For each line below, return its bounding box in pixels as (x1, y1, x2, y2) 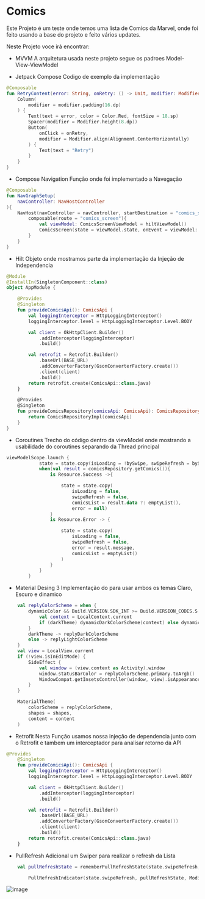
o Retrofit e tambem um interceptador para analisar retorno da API (15, 739, 182, 746)
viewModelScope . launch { (6, 454, 70, 460)
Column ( (17, 96, 37, 102)
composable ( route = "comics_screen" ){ (28, 216, 127, 222)
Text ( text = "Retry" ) (38, 147, 95, 153)
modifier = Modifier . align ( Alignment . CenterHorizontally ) (38, 136, 190, 142)
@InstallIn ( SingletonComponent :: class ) (6, 279, 108, 285)
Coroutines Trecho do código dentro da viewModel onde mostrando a (15, 436, 191, 443)
